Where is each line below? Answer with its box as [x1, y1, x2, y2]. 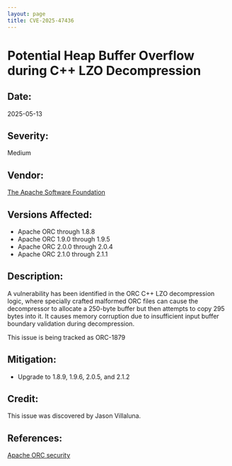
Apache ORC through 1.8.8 [17, 227, 95, 236]
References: [7, 432, 62, 444]
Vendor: [7, 169, 44, 181]
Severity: [7, 130, 49, 142]
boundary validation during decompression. [7, 319, 135, 328]
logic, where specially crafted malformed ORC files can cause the [7, 297, 199, 305]
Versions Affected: [7, 208, 93, 220]
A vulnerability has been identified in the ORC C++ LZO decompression [7, 289, 215, 297]
